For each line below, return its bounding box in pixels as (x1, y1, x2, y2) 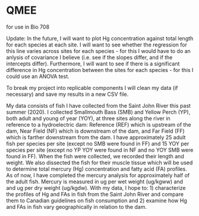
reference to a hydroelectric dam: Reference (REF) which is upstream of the (6, 121, 191, 128)
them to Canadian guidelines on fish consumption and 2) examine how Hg (6, 197, 187, 204)
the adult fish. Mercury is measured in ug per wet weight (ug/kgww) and (6, 178, 183, 185)
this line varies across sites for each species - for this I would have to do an (6, 47, 191, 54)
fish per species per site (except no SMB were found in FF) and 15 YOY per (6, 140, 189, 147)
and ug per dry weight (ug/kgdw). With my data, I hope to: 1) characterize (6, 184, 186, 191)
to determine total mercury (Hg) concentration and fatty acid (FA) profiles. (6, 165, 187, 173)
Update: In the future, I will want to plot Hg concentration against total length (6, 35, 194, 42)
